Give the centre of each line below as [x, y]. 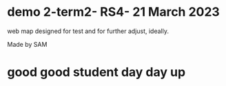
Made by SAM [27, 44]
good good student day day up [96, 72]
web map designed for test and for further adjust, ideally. [88, 31]
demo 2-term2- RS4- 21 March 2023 [114, 12]
